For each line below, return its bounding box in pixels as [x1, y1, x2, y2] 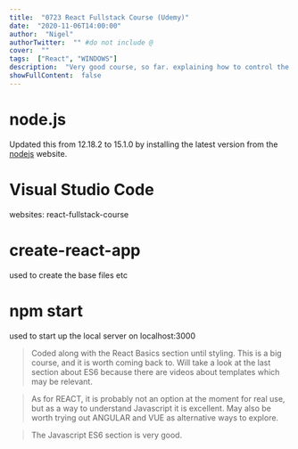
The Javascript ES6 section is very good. [30, 429, 183, 440]
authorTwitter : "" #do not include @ [9, 37, 153, 47]
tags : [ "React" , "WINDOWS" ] [9, 54, 118, 63]
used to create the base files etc [9, 269, 128, 281]
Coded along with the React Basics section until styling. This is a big [30, 347, 283, 358]
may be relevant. [30, 376, 94, 387]
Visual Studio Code [9, 179, 154, 200]
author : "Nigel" [9, 29, 74, 38]
